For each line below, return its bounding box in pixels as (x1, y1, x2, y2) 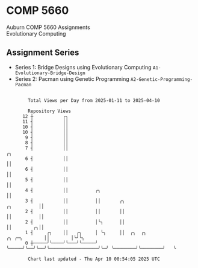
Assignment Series (6, 48, 79, 58)
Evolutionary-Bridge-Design (14, 70, 85, 76)
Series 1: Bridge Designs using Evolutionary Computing (14, 63, 152, 71)
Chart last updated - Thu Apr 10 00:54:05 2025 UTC (28, 256, 161, 262)
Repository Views (28, 108, 71, 114)
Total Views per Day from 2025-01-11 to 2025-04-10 (28, 97, 161, 103)
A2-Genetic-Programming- (130, 76, 193, 82)
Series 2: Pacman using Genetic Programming (14, 75, 129, 82)
